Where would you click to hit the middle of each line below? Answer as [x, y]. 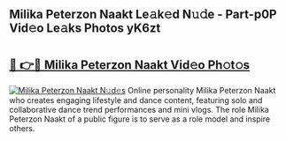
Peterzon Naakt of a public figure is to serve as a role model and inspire [140, 119]
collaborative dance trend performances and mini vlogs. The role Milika [139, 110]
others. [22, 128]
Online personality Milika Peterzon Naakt [202, 90]
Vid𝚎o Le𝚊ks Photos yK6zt [85, 29]
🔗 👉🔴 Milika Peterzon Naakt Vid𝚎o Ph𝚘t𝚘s [130, 65]
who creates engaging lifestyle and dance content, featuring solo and [136, 100]
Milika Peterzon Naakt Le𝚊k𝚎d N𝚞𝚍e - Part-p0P [143, 15]
